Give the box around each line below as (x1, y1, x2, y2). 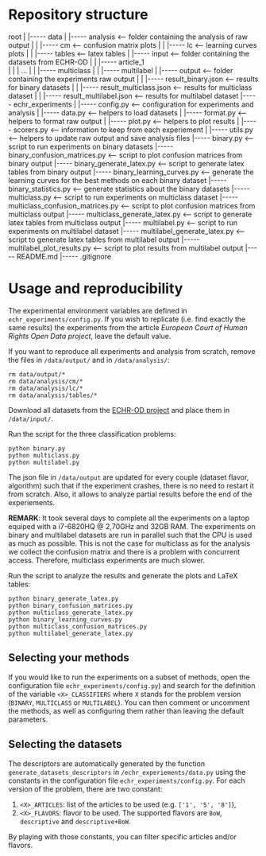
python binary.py (8, 444, 66, 453)
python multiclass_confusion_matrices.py (8, 622, 148, 630)
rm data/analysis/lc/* (8, 384, 83, 392)
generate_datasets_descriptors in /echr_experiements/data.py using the (8, 767, 246, 776)
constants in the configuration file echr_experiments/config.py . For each (8, 776, 245, 785)
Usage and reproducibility (8, 280, 183, 298)
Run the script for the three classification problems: (8, 429, 176, 438)
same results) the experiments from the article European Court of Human (8, 322, 248, 332)
